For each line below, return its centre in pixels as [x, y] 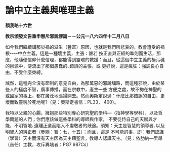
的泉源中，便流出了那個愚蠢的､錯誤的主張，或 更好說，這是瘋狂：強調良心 [82, 66]
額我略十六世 [18, 25]
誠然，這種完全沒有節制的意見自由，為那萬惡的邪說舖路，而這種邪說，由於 [83, 83]
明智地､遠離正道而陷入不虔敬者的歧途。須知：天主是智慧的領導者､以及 [92, 125]
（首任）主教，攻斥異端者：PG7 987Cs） [48, 144]
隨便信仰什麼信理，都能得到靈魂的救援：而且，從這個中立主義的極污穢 [92, 59]
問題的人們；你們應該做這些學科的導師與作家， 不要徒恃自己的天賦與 [81, 119]
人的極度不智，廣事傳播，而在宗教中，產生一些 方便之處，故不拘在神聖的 [86, 89]
